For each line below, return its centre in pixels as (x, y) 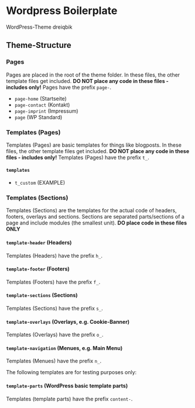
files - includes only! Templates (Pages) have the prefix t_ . (78, 157)
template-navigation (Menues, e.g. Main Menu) (64, 348)
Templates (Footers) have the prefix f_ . (53, 282)
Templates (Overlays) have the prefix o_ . (55, 335)
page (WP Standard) (38, 117)
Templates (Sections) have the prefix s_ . (55, 309)
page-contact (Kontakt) (42, 105)
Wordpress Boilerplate (62, 11)
